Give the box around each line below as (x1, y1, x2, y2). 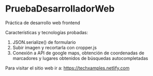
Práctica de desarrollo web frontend (5, 20, 80, 26)
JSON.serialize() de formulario (12, 39, 76, 45)
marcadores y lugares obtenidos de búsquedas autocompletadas (12, 55, 148, 61)
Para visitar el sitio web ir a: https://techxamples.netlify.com (5, 65, 130, 71)
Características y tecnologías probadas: (5, 29, 88, 35)
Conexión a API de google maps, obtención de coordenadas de (12, 50, 145, 56)
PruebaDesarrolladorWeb (5, 3, 115, 15)
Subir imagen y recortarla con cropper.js (12, 44, 97, 50)
